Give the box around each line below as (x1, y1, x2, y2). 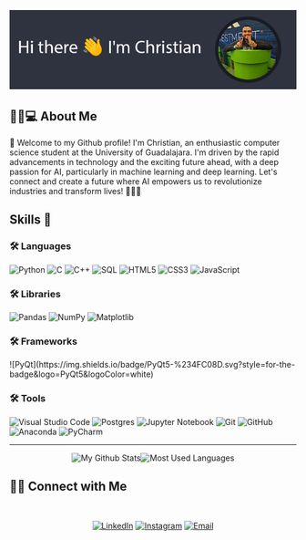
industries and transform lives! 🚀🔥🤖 (9, 186, 142, 196)
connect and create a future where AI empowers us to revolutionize (9, 176, 262, 187)
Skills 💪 (9, 212, 52, 228)
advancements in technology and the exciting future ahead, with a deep (9, 157, 280, 167)
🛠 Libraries (9, 287, 61, 300)
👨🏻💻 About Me (9, 109, 97, 124)
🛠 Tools (9, 392, 46, 405)
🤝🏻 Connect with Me (9, 478, 127, 493)
